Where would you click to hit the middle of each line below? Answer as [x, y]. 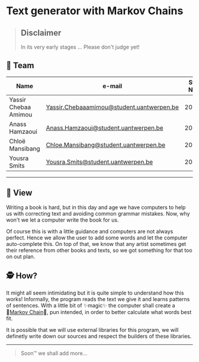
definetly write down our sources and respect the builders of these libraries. [99, 337]
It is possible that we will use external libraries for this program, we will [92, 330]
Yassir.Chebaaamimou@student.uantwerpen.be [113, 107]
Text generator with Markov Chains [95, 11]
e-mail [113, 86]
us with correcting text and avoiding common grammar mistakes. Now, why [98, 213]
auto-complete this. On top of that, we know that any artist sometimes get [96, 244]
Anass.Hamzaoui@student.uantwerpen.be [105, 127]
